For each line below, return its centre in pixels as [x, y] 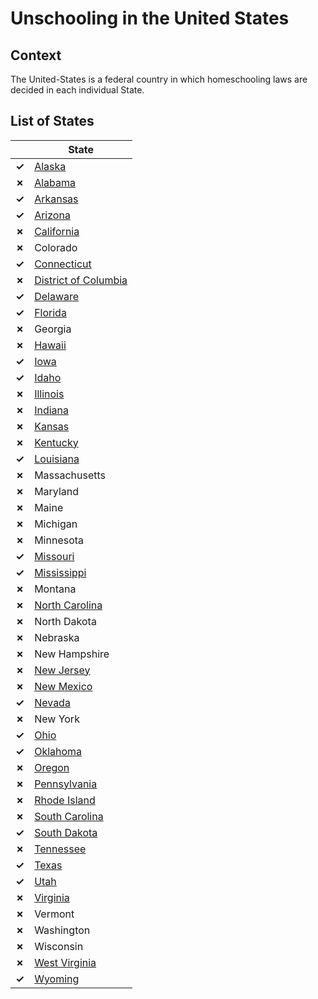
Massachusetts [70, 475]
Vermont [54, 914]
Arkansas [56, 199]
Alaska [50, 166]
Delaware [57, 296]
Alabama [55, 182]
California [57, 231]
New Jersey [62, 670]
